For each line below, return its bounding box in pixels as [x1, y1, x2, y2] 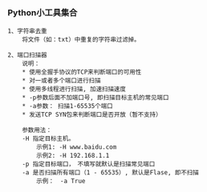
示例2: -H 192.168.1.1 [36, 152, 110, 160]
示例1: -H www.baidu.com [36, 143, 117, 151]
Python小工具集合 [7, 6, 78, 18]
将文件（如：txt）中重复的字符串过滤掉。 [22, 36, 141, 44]
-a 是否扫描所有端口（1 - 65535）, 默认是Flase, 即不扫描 [22, 169, 200, 177]
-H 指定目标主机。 [22, 134, 75, 143]
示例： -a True [36, 178, 86, 186]
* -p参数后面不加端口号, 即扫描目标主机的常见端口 [22, 94, 169, 102]
